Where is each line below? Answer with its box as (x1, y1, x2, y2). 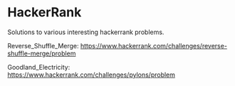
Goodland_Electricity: (7, 63, 70, 71)
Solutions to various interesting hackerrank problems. (7, 28, 164, 36)
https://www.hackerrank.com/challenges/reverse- (80, 41, 228, 50)
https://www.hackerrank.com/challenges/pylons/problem (7, 70, 176, 79)
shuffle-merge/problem (7, 49, 76, 58)
